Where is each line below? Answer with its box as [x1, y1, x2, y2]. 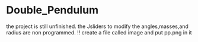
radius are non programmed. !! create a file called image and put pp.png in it [6, 29, 192, 36]
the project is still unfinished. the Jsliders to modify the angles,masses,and [6, 23, 189, 30]
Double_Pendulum [6, 3, 99, 17]
